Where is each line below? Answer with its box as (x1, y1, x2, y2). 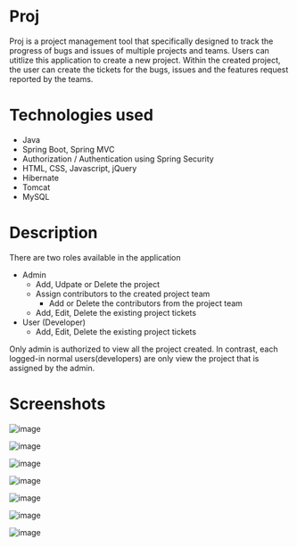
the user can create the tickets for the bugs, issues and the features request (9, 64, 289, 75)
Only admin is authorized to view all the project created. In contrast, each (9, 344, 278, 354)
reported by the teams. (9, 73, 94, 84)
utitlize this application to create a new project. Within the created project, (9, 54, 281, 65)
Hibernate (21, 172, 60, 183)
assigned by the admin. (9, 362, 95, 373)
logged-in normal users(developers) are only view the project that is (9, 352, 260, 363)
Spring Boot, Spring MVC (21, 144, 115, 154)
